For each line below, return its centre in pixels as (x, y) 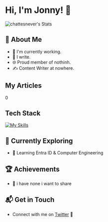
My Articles (24, 86)
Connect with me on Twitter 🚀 (43, 214)
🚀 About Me (24, 40)
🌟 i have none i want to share (42, 183)
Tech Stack (23, 113)
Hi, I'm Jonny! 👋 (38, 10)
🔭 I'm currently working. (37, 51)
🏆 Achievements (32, 169)
